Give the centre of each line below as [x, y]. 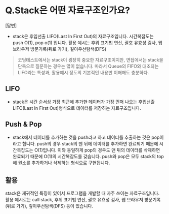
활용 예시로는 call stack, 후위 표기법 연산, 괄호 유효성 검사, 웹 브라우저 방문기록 [83, 200]
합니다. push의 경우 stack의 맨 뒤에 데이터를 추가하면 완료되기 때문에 [90, 143]
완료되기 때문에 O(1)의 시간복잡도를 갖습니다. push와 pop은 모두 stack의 [84, 156]
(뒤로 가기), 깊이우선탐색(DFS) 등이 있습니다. [49, 206]
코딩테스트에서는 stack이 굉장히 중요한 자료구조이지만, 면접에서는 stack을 [90, 59]
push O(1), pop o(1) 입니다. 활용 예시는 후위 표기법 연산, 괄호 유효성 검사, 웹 [88, 42]
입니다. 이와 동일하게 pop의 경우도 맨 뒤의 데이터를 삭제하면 [101, 150]
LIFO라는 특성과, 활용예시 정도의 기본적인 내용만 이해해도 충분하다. [83, 72]
